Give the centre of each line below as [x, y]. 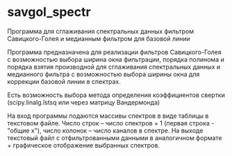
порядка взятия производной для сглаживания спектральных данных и [114, 67]
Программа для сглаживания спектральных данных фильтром [101, 31]
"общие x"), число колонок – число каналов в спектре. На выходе [105, 130]
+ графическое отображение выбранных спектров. [83, 145]
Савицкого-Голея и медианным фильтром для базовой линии [99, 38]
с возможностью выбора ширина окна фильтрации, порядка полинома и [116, 59]
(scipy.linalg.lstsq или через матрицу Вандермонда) [84, 102]
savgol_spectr [49, 12]
